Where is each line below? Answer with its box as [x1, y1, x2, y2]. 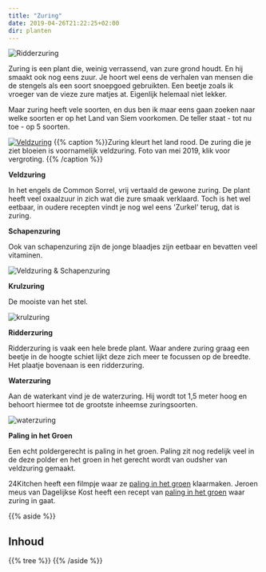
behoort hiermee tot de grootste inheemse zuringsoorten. [8, 400, 198, 410]
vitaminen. [8, 250, 43, 260]
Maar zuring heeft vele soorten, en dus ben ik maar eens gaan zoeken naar [8, 105, 256, 114]
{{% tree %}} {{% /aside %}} [8, 556, 103, 566]
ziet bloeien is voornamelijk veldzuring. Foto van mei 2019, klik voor [8, 146, 230, 156]
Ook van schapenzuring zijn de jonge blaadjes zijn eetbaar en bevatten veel [8, 242, 258, 252]
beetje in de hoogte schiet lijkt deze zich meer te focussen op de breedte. [8, 352, 252, 362]
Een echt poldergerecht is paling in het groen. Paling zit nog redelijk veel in [8, 446, 255, 456]
